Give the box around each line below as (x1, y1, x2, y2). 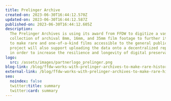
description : (5, 27, 33, 32)
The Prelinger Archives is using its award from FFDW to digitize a (10, 31, 158, 36)
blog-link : (5, 64, 28, 69)
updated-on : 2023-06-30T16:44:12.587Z (5, 17, 88, 22)
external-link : (5, 69, 38, 74)
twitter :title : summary (10, 83, 60, 88)
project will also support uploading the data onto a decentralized (10, 45, 158, 50)
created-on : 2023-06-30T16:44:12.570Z (5, 12, 88, 17)
